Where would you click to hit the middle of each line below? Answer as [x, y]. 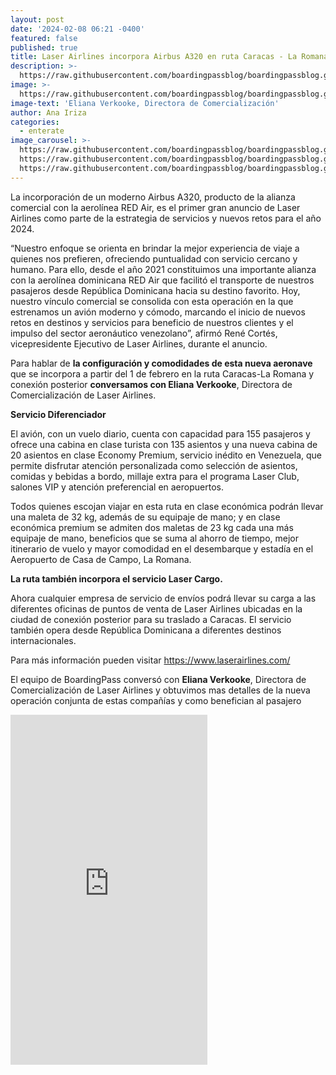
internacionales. [43, 640]
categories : [35, 122]
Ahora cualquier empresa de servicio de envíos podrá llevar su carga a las [163, 598]
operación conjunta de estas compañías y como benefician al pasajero [156, 700]
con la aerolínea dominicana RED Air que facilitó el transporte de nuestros [162, 280]
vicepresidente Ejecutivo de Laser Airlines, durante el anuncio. [139, 343]
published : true [44, 47]
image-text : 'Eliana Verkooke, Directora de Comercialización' [145, 103]
